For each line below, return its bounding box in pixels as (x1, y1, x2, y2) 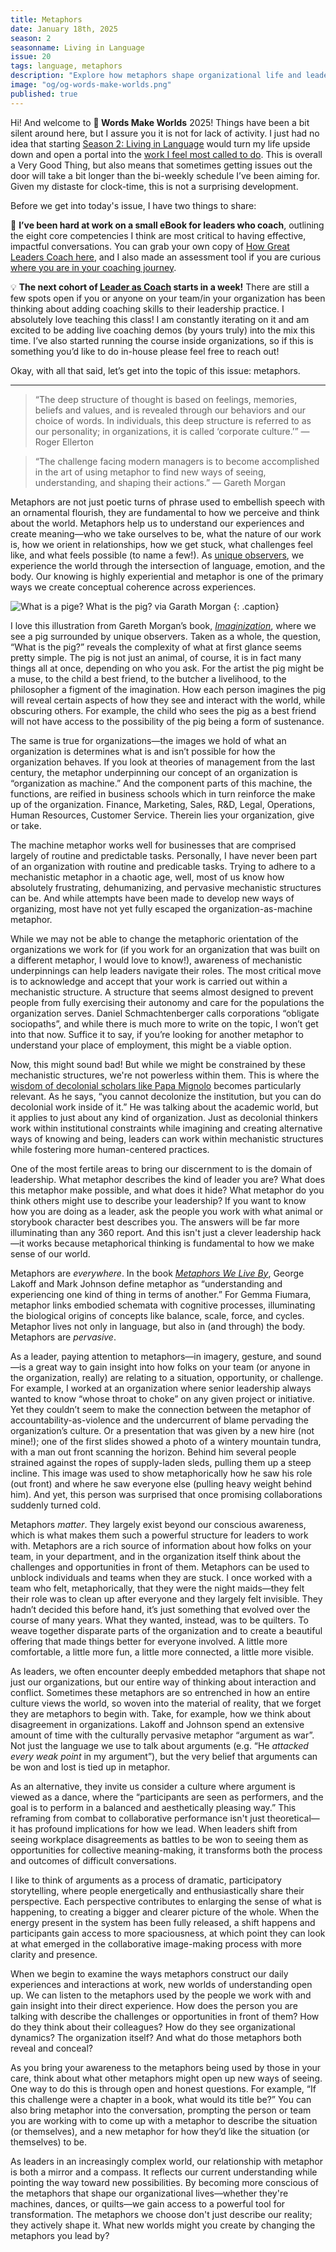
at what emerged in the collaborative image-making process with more (10, 1937, 302, 1950)
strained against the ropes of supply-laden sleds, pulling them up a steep (10, 1456, 312, 1468)
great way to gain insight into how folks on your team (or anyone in (35, 1361, 311, 1373)
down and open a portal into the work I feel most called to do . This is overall (10, 148, 323, 160)
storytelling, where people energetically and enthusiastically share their (10, 1884, 305, 1896)
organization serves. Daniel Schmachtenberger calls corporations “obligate (10, 1007, 320, 1019)
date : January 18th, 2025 (10, 24, 118, 34)
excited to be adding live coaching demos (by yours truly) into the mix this (10, 324, 316, 336)
